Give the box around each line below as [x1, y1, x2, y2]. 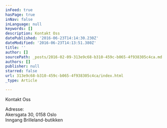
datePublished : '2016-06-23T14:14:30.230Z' [5, 36, 99, 41]
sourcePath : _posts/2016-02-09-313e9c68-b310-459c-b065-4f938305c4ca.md [5, 54, 162, 60]
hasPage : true [5, 12, 36, 17]
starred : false [5, 69, 38, 74]
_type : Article [5, 78, 38, 83]
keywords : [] [5, 26, 33, 31]
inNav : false [5, 17, 33, 22]
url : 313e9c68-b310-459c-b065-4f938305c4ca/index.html [5, 73, 124, 78]
